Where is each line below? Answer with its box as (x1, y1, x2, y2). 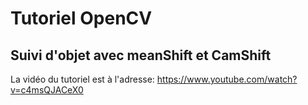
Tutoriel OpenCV (10, 7, 153, 30)
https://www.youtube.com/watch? (156, 73, 298, 85)
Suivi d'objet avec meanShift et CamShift (10, 47, 272, 64)
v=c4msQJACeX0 (10, 84, 84, 96)
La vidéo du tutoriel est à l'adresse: (10, 73, 155, 85)
